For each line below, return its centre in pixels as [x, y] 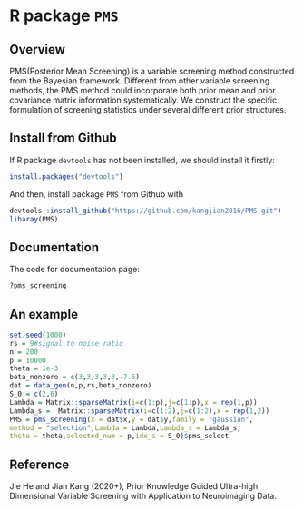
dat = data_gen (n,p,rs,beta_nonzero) [81, 386]
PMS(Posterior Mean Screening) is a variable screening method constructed [152, 71]
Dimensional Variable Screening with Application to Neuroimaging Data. [143, 496]
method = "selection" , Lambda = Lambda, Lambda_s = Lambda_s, [126, 427]
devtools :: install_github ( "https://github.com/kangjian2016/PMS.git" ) [146, 211]
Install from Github [64, 138]
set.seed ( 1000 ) [38, 335]
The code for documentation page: [75, 270]
